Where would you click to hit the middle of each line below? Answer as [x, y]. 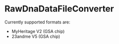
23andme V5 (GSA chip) [36, 36]
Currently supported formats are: [37, 22]
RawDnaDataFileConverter [59, 9]
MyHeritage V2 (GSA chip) [38, 31]
